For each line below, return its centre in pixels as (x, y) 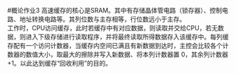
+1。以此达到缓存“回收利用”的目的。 (60, 63)
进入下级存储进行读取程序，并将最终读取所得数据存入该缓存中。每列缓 (127, 37)
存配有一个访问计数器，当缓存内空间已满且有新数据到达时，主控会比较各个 (115, 45)
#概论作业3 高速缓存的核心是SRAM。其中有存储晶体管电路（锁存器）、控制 (115, 10)
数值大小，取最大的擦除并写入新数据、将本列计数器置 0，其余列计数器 (127, 54)
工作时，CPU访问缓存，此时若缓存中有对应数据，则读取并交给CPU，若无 (113, 28)
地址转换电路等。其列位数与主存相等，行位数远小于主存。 (103, 19)
